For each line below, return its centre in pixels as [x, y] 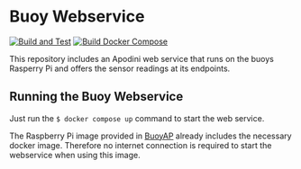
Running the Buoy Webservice [96, 97]
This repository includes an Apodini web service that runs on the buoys [142, 58]
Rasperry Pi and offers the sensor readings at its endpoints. [120, 68]
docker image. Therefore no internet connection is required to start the [141, 145]
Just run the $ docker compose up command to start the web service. [137, 118]
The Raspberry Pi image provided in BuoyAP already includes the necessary [150, 136]
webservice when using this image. [75, 155]
